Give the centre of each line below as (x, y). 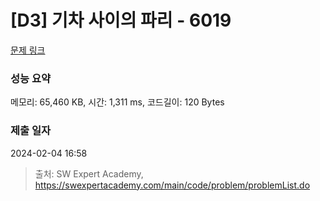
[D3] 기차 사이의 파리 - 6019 (121, 20)
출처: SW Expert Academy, (89, 173)
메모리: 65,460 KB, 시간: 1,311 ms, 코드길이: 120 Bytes (117, 102)
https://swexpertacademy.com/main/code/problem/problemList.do (172, 185)
